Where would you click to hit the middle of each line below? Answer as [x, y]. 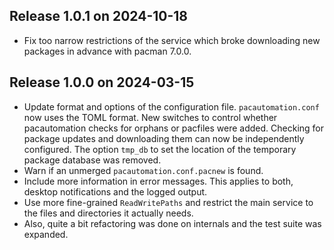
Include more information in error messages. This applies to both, [158, 181]
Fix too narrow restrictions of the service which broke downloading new [172, 40]
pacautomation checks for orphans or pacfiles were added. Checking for [174, 128]
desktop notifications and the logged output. [115, 191]
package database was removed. [92, 160]
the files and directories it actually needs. [108, 213]
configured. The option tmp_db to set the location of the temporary [160, 149]
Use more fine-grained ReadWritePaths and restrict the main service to [168, 202]
